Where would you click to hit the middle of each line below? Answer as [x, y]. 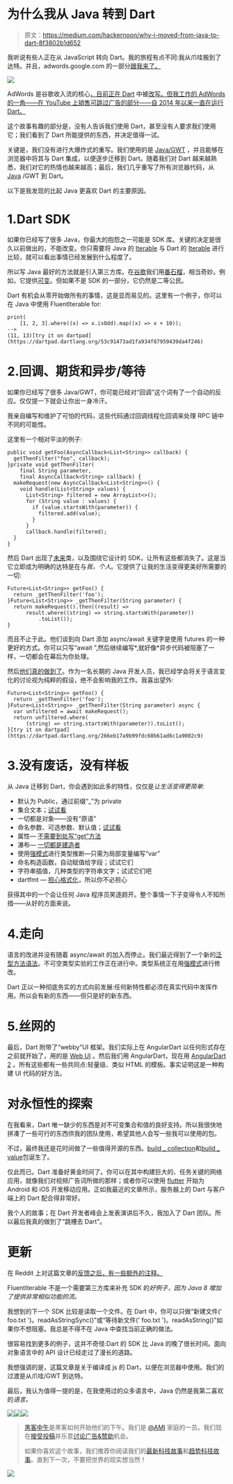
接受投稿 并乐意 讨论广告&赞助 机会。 [81, 1436]
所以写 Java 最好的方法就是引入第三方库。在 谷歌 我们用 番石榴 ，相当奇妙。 [113, 271]
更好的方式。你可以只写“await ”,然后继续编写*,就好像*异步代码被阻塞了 [108, 647]
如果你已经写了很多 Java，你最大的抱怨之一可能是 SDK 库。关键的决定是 [111, 239]
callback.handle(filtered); [66, 532]
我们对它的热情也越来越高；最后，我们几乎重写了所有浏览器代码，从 [116, 167]
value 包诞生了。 [30, 1157]
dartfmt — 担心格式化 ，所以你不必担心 [72, 879]
